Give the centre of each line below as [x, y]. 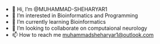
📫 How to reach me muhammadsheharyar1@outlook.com [83, 35]
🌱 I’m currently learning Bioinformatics [59, 22]
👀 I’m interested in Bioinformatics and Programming [75, 15]
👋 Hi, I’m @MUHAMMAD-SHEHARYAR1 [59, 9]
